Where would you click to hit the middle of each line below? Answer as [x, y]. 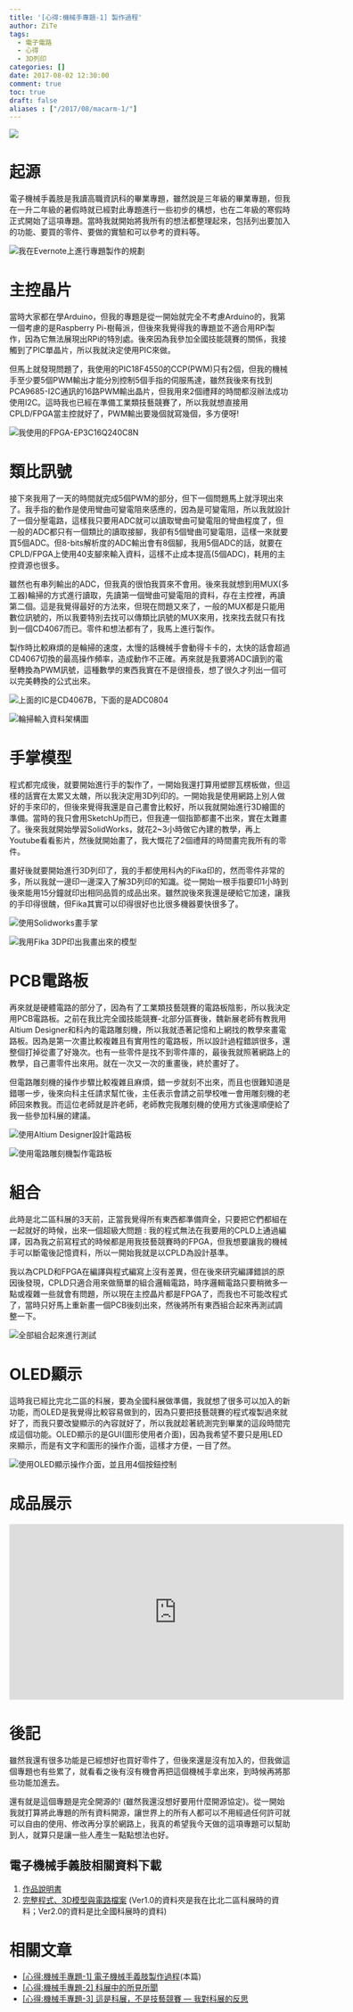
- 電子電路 [35, 42]
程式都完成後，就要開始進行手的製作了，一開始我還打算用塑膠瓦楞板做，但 [146, 784]
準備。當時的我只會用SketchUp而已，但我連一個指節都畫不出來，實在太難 [144, 818]
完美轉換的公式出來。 [56, 681]
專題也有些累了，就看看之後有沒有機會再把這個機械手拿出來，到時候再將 [149, 1771]
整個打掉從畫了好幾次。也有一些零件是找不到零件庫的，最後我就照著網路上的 [150, 1052]
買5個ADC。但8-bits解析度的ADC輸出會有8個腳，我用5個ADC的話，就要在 [146, 543]
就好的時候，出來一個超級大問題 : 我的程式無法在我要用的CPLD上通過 [152, 1230]
